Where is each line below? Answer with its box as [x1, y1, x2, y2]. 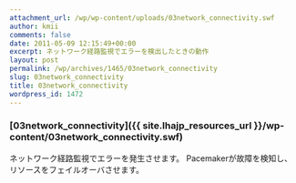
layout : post [9, 56, 59, 65]
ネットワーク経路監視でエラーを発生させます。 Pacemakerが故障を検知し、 [9, 152, 293, 164]
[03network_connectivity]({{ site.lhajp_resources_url [9, 119, 252, 132]
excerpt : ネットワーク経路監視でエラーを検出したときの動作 [9, 47, 209, 56]
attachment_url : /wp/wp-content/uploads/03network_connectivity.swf [9, 13, 275, 23]
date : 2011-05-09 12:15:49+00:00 [9, 38, 137, 48]
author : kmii [9, 22, 59, 31]
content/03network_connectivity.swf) [9, 131, 184, 144]
